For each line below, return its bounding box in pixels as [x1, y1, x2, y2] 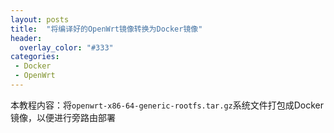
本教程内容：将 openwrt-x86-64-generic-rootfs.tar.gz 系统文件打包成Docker [10, 99, 325, 111]
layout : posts [10, 14, 70, 25]
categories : [10, 52, 60, 62]
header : [10, 33, 43, 43]
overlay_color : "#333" [19, 42, 114, 53]
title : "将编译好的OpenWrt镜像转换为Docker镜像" [10, 24, 203, 34]
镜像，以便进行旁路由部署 [10, 111, 116, 123]
